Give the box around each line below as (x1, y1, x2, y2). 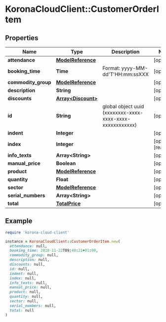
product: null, (9, 289, 41, 295)
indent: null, (9, 271, 39, 276)
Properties (5, 34, 39, 42)
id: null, (9, 266, 30, 272)
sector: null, (9, 299, 39, 304)
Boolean (56, 160, 76, 167)
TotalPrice (56, 200, 81, 207)
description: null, (9, 257, 50, 263)
